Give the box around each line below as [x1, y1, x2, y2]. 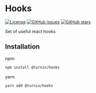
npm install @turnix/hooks [5, 65, 60, 70]
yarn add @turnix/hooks [5, 83, 54, 88]
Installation [5, 42, 40, 51]
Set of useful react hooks [5, 28, 56, 34]
